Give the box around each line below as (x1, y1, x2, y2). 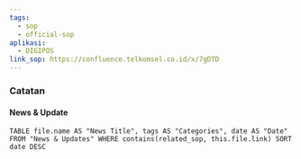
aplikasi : (9, 38, 47, 48)
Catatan (9, 84, 45, 97)
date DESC (9, 143, 47, 152)
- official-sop (17, 30, 75, 39)
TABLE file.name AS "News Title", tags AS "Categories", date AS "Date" (9, 127, 288, 136)
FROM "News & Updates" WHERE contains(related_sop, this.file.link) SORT (9, 135, 293, 144)
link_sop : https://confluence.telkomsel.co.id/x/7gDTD (9, 55, 220, 64)
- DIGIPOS (17, 47, 54, 56)
